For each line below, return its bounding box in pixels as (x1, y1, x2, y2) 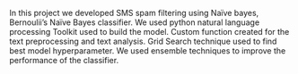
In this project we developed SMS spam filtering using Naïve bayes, (9, 8, 259, 18)
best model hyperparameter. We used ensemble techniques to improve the (9, 45, 286, 56)
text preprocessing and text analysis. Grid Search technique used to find (9, 36, 277, 46)
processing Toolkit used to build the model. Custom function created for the (9, 27, 290, 37)
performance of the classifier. (9, 55, 119, 65)
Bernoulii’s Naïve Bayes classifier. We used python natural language (9, 17, 260, 28)
